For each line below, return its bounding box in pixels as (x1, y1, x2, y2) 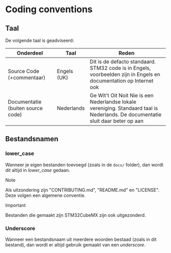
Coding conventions (5, 4, 93, 15)
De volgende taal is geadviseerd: (5, 37, 74, 43)
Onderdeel (17, 49, 43, 57)
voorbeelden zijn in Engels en (90, 71, 160, 78)
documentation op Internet (90, 78, 154, 84)
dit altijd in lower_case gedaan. (5, 167, 70, 173)
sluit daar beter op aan (90, 117, 144, 124)
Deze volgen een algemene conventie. (5, 192, 86, 198)
